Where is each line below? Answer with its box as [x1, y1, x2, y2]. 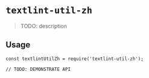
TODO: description [20, 22, 68, 29]
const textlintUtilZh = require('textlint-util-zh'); [5, 56, 144, 62]
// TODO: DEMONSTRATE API [5, 66, 71, 72]
